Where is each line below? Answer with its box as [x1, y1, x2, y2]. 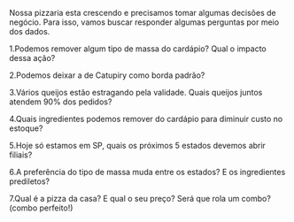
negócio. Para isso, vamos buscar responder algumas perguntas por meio [9, 17, 280, 27]
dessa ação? [9, 53, 56, 63]
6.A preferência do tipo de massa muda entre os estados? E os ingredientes [9, 167, 286, 177]
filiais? [9, 149, 33, 160]
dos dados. [9, 27, 50, 36]
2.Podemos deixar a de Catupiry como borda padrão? [9, 70, 205, 80]
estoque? [9, 123, 43, 134]
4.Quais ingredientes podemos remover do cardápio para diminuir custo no [9, 114, 283, 124]
